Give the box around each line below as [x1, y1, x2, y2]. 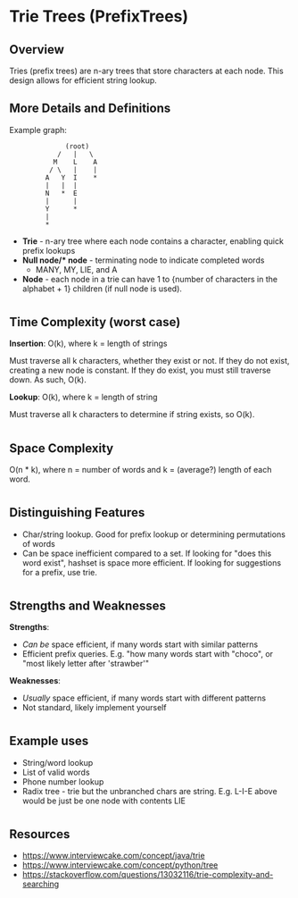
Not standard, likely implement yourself [21, 702, 167, 713]
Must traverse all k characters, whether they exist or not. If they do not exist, [9, 356, 290, 366]
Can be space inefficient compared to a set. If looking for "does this [21, 548, 272, 558]
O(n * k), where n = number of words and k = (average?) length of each [9, 465, 272, 475]
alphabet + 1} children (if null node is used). [21, 283, 183, 294]
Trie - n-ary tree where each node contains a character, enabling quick [21, 235, 284, 247]
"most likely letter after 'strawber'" [21, 659, 150, 669]
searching [21, 878, 60, 890]
